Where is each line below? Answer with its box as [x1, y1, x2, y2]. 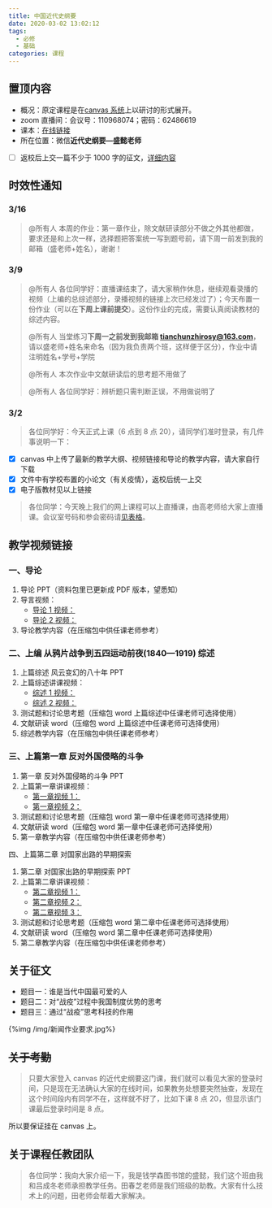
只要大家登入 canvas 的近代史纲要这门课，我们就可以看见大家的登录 [28, 1074, 256, 1084]
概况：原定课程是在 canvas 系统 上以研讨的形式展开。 [19, 105, 196, 115]
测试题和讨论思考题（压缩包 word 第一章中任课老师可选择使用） [19, 811, 234, 821]
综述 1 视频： [32, 688, 76, 697]
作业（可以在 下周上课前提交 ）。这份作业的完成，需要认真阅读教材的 [35, 304, 260, 314]
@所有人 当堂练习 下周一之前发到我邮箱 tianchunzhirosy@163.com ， [28, 331, 261, 341]
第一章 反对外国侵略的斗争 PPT [19, 771, 124, 780]
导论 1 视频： [32, 605, 76, 615]
